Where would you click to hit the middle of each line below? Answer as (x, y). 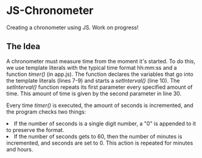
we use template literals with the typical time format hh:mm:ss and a (92, 67)
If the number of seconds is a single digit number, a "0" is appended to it (105, 123)
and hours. (20, 149)
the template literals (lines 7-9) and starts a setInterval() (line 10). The (93, 80)
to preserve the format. (35, 130)
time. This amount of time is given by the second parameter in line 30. (94, 93)
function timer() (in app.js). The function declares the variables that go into (100, 74)
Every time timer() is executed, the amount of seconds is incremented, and (100, 105)
